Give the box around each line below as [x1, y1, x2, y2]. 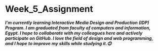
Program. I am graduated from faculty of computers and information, [5, 25, 151, 30]
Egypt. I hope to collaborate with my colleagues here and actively [5, 30, 143, 36]
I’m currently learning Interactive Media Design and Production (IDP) [5, 20, 150, 25]
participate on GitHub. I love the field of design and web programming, [5, 35, 153, 41]
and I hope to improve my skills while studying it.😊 [5, 40, 112, 46]
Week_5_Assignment [5, 3, 93, 15]
